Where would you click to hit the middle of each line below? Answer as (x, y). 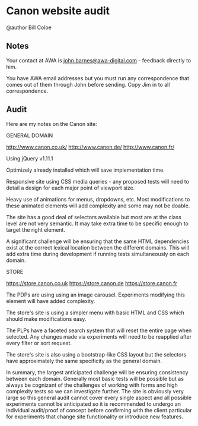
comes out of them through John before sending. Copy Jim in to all (88, 84)
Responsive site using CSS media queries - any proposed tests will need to (98, 181)
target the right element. (36, 229)
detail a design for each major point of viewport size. (71, 188)
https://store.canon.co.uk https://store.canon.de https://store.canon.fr (92, 283)
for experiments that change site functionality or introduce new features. (95, 416)
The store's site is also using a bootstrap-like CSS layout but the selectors (96, 354)
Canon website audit (58, 11)
